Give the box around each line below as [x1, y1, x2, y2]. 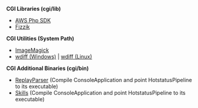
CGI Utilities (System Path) [6, 35, 74, 42]
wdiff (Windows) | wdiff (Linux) [14, 53, 92, 60]
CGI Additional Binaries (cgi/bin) [6, 65, 89, 72]
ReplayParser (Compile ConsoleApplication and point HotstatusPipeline [14, 77, 192, 83]
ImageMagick [14, 46, 49, 54]
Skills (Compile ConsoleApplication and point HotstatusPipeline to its [14, 89, 186, 96]
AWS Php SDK [14, 17, 51, 24]
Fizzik [14, 24, 30, 30]
